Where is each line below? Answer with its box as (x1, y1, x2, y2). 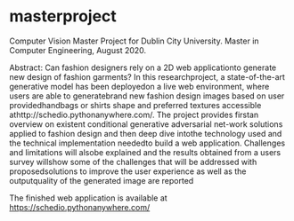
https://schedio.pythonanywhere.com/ (9, 201, 151, 212)
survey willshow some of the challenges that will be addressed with (9, 156, 257, 167)
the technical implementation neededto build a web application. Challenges (9, 138, 286, 148)
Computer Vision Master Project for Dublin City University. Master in (9, 36, 260, 46)
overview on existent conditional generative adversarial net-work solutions (9, 118, 283, 130)
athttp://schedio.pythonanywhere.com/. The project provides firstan (9, 109, 259, 120)
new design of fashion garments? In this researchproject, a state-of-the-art (9, 71, 285, 82)
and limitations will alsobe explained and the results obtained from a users (9, 146, 282, 157)
